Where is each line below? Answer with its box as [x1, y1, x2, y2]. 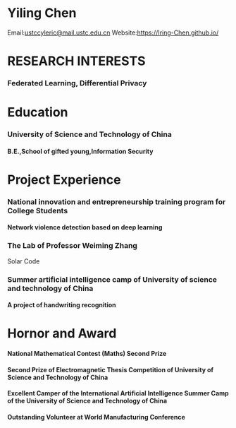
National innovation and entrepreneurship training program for [7, 196, 226, 206]
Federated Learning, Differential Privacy [7, 78, 147, 88]
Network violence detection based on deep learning [7, 223, 163, 232]
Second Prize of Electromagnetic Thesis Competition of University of [7, 365, 213, 374]
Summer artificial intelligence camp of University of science [7, 274, 217, 284]
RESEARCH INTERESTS [7, 53, 146, 69]
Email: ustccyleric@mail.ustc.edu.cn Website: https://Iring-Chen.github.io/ [7, 28, 219, 37]
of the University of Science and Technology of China [7, 397, 168, 405]
